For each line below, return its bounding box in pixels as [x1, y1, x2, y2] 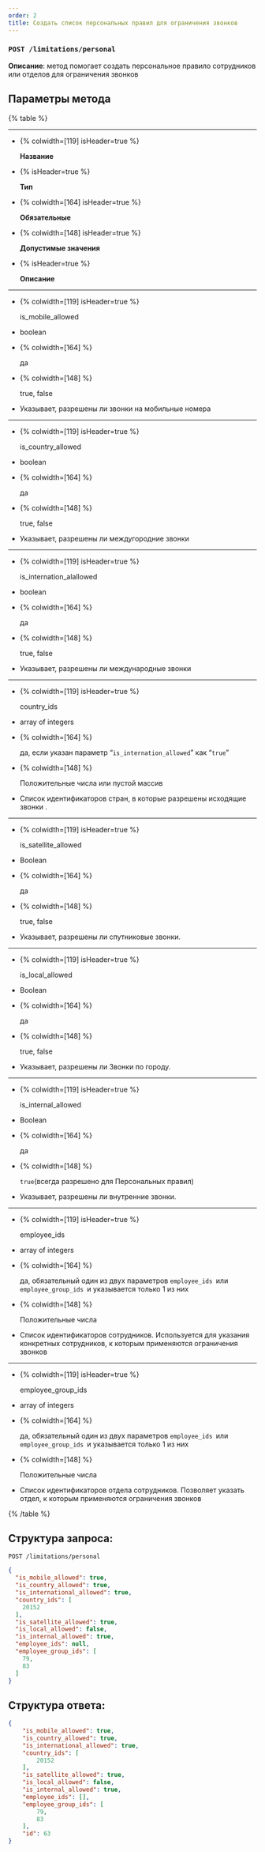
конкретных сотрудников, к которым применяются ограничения [19, 1338, 238, 1348]
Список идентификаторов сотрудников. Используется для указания [19, 1330, 250, 1340]
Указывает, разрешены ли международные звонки [19, 663, 192, 673]
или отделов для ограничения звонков [8, 69, 139, 79]
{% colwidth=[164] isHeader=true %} [19, 197, 142, 206]
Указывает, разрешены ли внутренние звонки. [19, 1191, 177, 1201]
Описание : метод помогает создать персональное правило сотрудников [8, 61, 256, 70]
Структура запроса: [8, 1532, 114, 1545]
